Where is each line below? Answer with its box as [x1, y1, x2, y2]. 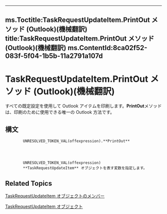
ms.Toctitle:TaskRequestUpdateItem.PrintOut [5, 16, 150, 24]
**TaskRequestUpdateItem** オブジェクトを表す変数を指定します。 [23, 166, 148, 171]
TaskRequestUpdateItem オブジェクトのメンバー [5, 193, 105, 199]
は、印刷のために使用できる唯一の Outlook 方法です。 [5, 109, 115, 115]
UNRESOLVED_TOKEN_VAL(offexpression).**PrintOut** [23, 139, 130, 144]
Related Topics [5, 179, 52, 188]
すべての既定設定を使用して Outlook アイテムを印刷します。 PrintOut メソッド [5, 103, 162, 109]
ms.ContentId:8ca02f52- [68, 44, 148, 52]
